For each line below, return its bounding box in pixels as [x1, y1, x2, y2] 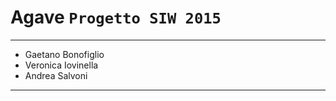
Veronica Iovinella [24, 59, 99, 71]
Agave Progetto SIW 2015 [10, 6, 222, 29]
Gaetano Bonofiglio [24, 48, 105, 60]
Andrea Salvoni [24, 69, 88, 81]
